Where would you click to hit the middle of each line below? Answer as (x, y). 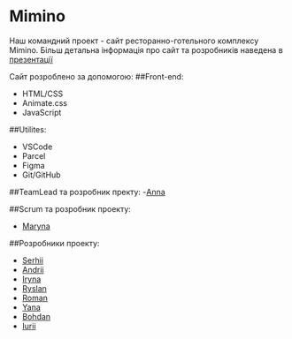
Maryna (36, 226)
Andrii (33, 269)
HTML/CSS (42, 94)
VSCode (37, 147)
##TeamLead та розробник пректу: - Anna (87, 192)
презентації (31, 59)
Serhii (33, 260)
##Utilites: (28, 129)
